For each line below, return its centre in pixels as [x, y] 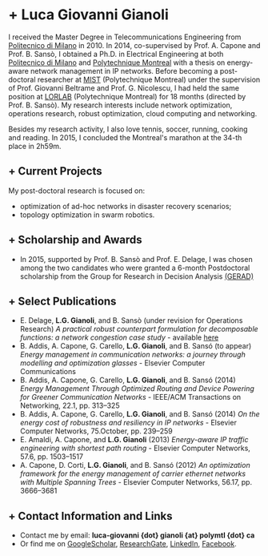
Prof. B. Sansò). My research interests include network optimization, [120, 105]
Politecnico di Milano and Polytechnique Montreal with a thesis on [117, 62]
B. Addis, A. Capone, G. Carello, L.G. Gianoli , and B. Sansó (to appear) [136, 346]
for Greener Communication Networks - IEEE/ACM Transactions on [130, 397]
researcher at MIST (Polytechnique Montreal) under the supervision [149, 79]
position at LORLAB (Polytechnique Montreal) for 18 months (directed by [127, 96]
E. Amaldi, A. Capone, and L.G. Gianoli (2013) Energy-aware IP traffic [134, 440]
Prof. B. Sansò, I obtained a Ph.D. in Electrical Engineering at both [116, 54]
